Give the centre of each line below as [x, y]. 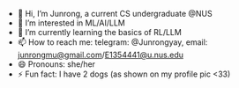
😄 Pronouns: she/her [56, 64]
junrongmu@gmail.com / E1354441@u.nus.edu [100, 55]
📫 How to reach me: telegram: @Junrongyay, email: [112, 42]
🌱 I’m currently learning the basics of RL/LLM [100, 32]
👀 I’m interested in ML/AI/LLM [71, 23]
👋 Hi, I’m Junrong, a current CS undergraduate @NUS [115, 14]
